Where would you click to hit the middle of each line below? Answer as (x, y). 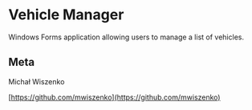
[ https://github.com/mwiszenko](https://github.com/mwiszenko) (114, 97)
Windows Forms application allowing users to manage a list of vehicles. (126, 37)
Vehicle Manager (66, 15)
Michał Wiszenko (37, 81)
